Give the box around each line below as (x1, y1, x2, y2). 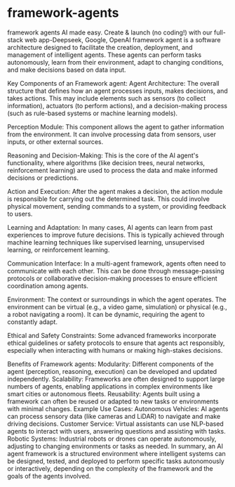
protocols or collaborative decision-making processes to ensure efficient (7, 274, 217, 283)
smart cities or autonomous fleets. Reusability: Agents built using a (7, 389, 201, 398)
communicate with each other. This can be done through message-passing (7, 266, 224, 275)
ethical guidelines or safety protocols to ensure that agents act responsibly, (7, 339, 225, 347)
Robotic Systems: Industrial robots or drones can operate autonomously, (7, 434, 217, 443)
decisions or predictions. (7, 174, 79, 182)
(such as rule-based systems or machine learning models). (7, 109, 177, 117)
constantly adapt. (7, 318, 58, 326)
